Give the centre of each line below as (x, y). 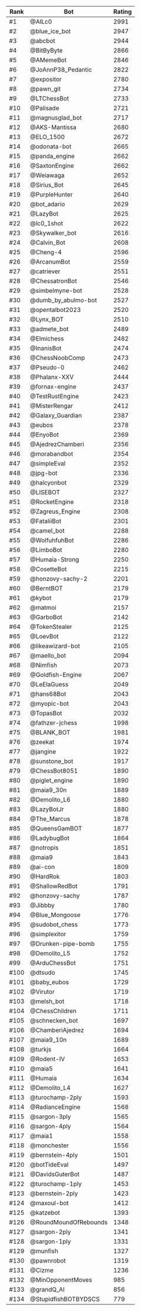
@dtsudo (43, 973)
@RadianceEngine (56, 1107)
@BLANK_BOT (50, 732)
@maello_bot (48, 655)
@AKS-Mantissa (53, 127)
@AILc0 (41, 22)
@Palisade (45, 108)
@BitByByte (46, 51)
